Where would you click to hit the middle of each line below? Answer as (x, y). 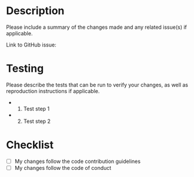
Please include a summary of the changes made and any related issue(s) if (96, 27)
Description (35, 11)
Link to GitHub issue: (31, 45)
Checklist (30, 145)
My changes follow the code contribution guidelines (78, 161)
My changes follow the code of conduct (63, 168)
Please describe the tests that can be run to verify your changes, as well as (97, 85)
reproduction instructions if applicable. (53, 91)
